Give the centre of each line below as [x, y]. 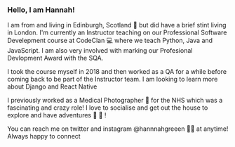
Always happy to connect [44, 136]
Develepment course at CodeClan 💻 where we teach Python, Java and [110, 41]
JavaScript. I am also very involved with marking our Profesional [100, 51]
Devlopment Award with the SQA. [55, 58]
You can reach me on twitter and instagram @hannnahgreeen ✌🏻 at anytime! [118, 129]
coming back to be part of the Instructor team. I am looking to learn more [113, 79]
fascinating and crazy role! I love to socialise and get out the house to [108, 108]
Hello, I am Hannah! [41, 10]
